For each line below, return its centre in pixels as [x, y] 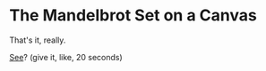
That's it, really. [38, 40]
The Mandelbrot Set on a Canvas [133, 16]
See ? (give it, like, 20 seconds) [66, 57]
